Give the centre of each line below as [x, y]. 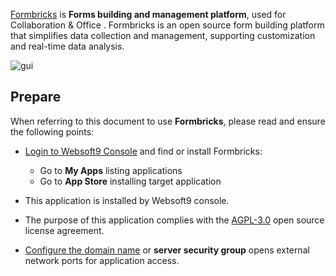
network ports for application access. [102, 260]
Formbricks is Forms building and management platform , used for [148, 14]
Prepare [36, 97]
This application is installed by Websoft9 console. [127, 200]
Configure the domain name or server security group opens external [167, 250]
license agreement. [64, 230]
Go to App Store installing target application [130, 181]
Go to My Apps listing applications [111, 170]
